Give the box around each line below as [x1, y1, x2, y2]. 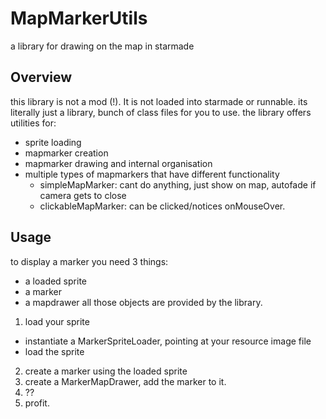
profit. [24, 397, 50, 409]
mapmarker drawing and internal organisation [24, 157, 213, 169]
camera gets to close [39, 189, 127, 201]
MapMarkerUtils [10, 7, 148, 30]
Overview [10, 69, 73, 86]
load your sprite [24, 315, 90, 327]
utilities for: [10, 117, 57, 129]
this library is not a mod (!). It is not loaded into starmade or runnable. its [10, 95, 308, 107]
